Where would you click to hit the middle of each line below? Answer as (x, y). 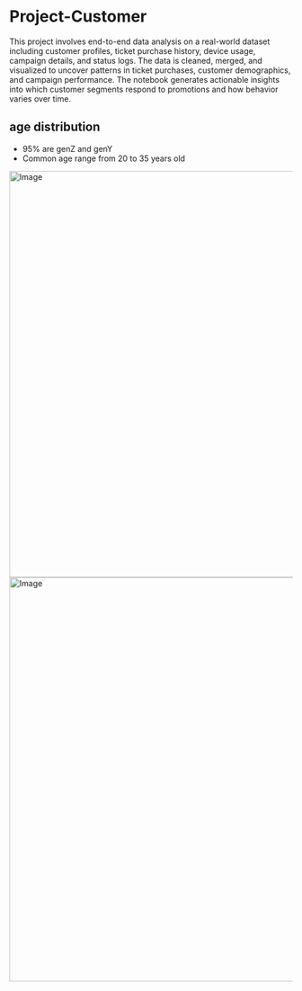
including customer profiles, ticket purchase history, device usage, (133, 50)
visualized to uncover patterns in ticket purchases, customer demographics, (150, 70)
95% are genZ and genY (67, 148)
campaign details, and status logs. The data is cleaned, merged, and (136, 60)
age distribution (55, 127)
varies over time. (40, 98)
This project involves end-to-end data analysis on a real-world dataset (140, 41)
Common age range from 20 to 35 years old (104, 158)
